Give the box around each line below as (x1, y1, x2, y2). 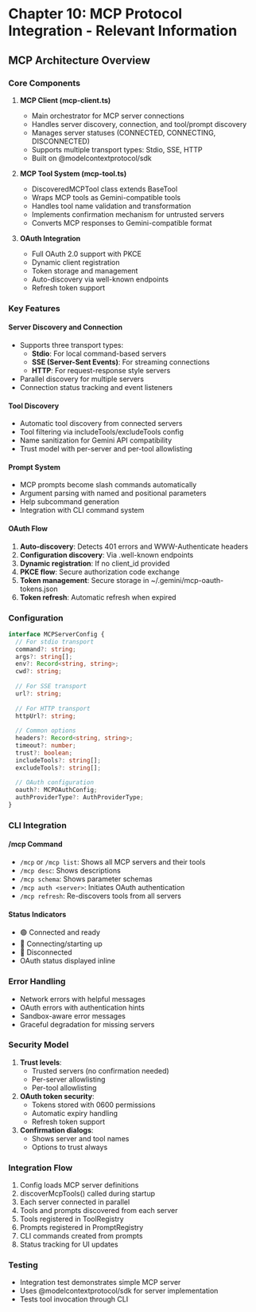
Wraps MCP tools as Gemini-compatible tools (31, 192, 181, 202)
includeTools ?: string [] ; (15, 756, 102, 764)
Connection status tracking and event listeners (19, 383, 173, 392)
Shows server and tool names (31, 1133, 130, 1143)
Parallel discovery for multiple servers (19, 374, 145, 384)
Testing (8, 1259, 38, 1271)
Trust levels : (19, 1058, 62, 1067)
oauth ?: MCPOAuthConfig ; (15, 786, 98, 794)
